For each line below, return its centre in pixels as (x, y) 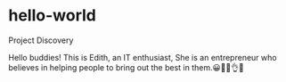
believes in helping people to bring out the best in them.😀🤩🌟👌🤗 (126, 67)
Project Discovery (41, 40)
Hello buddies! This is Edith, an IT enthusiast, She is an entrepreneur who (143, 57)
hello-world (53, 16)
